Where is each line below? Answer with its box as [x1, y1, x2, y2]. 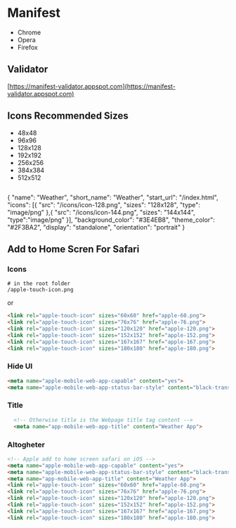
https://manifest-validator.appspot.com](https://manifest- [9, 82, 176, 91]
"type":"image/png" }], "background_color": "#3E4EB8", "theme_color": [7, 216, 216, 224]
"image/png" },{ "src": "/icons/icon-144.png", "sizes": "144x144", [7, 208, 195, 216]
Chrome [17, 28, 41, 37]
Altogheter [7, 440, 46, 449]
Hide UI [7, 362, 33, 371]
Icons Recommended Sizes [7, 110, 129, 122]
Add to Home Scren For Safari [7, 243, 140, 255]
